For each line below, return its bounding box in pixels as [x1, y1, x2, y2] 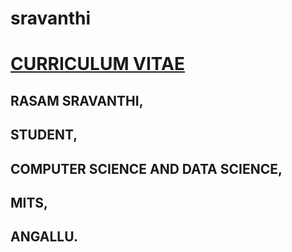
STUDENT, [10, 127, 78, 144]
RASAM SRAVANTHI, [10, 92, 144, 109]
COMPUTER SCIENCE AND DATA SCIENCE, [10, 160, 283, 177]
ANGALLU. [10, 228, 78, 246]
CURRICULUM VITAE [10, 53, 185, 76]
